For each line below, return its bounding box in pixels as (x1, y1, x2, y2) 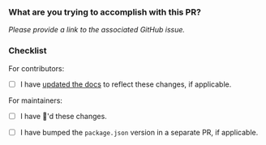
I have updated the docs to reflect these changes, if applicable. (19, 79, 232, 89)
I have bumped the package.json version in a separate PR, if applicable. (19, 127, 259, 137)
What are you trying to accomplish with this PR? (8, 6, 201, 18)
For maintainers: (8, 96, 63, 105)
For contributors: (8, 63, 65, 73)
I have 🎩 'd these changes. (19, 111, 107, 121)
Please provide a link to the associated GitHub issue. (8, 25, 185, 35)
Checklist (8, 45, 47, 57)
